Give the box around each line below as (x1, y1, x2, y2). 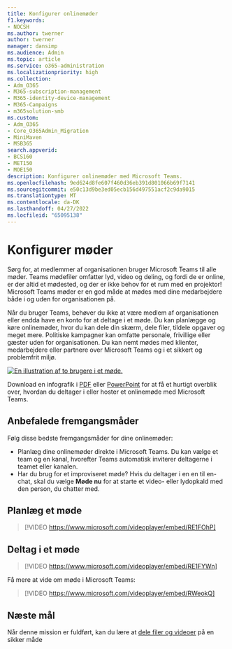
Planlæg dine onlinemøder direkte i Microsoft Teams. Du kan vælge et (17, 447, 219, 455)
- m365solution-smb (7, 108, 64, 115)
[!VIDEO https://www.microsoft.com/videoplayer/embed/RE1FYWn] (24, 562, 218, 571)
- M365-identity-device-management (7, 95, 111, 102)
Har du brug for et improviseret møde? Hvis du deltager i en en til (17, 469, 205, 478)
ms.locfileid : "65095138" (7, 212, 82, 219)
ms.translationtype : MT (7, 192, 77, 199)
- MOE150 (7, 166, 33, 173)
